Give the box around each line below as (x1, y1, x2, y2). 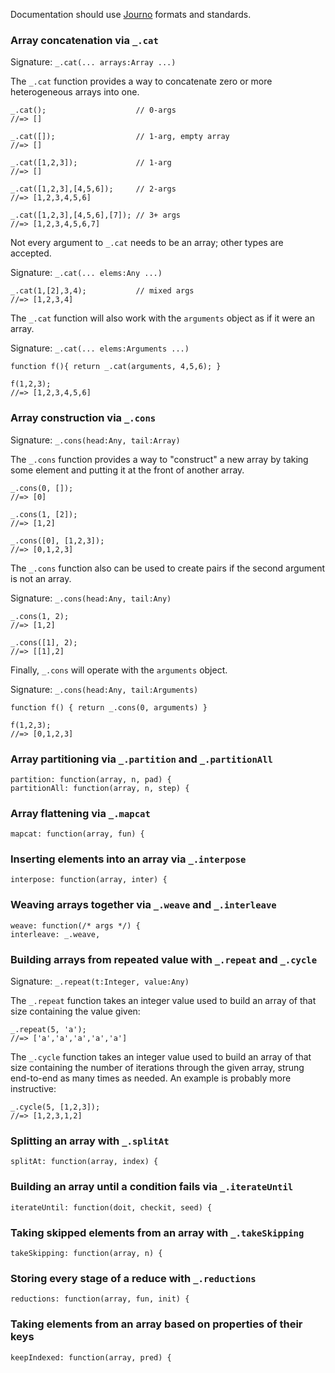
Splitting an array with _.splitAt (10, 1134, 170, 1148)
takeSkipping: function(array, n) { (10, 1248, 163, 1258)
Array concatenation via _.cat (10, 33, 159, 47)
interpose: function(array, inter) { (10, 875, 168, 885)
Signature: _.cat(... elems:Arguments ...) (10, 342, 190, 354)
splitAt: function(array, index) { (10, 1157, 159, 1167)
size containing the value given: (10, 1005, 141, 1018)
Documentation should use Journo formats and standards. (10, 9, 252, 20)
